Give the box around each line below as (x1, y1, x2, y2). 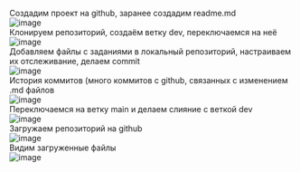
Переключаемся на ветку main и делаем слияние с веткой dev (9, 104, 253, 114)
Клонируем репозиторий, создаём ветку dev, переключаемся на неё (9, 27, 277, 37)
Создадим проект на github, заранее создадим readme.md (9, 8, 237, 18)
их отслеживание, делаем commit (9, 56, 140, 66)
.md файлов (9, 85, 55, 95)
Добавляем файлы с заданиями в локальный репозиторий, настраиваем (9, 46, 292, 57)
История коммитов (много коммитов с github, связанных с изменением (9, 75, 288, 85)
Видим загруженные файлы (9, 142, 117, 153)
